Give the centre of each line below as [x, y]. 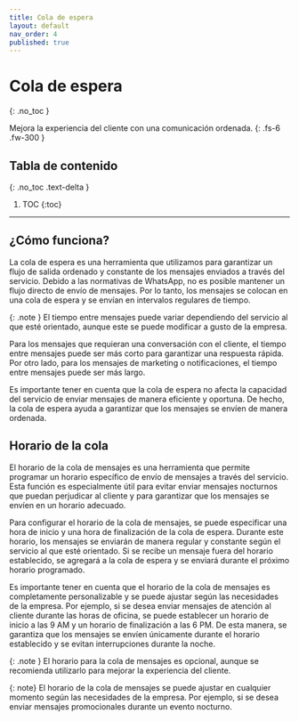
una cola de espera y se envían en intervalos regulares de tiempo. [130, 300]
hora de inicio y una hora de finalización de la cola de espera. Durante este [146, 531]
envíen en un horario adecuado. [68, 505]
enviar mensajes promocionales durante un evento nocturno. [121, 706]
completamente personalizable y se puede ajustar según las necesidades [144, 596]
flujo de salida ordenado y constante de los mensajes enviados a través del [147, 271]
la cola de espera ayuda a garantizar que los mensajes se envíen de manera [148, 408]
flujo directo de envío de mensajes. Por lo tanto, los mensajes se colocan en [149, 290]
